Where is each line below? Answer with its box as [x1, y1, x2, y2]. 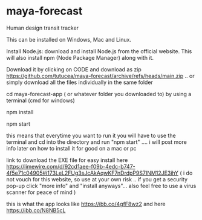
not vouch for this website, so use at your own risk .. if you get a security [6, 175, 188, 183]
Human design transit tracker [6, 24, 79, 31]
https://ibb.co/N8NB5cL [6, 207, 66, 214]
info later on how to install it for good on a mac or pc [6, 144, 137, 152]
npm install [6, 108, 34, 115]
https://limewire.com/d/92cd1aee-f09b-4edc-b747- [6, 163, 135, 170]
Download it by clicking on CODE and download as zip [6, 65, 142, 73]
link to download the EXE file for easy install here [6, 156, 128, 164]
